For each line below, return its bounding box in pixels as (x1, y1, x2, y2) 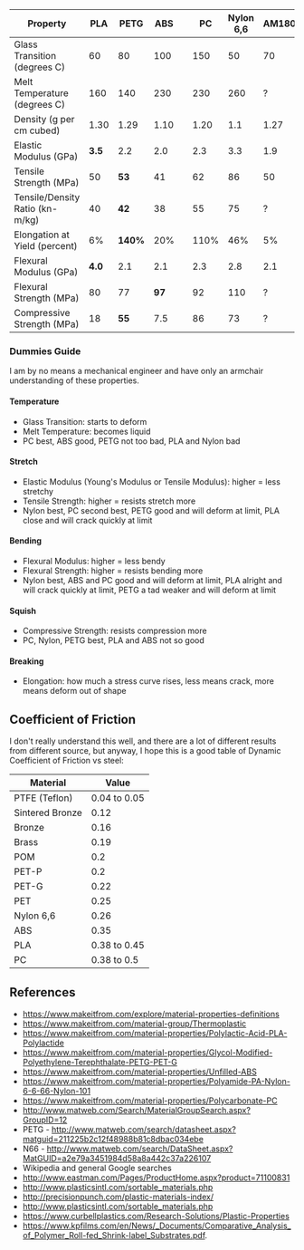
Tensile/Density (14, 191, 81, 203)
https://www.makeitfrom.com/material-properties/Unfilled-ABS (22, 1066, 258, 1077)
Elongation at (14, 228, 71, 241)
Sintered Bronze (14, 806, 83, 819)
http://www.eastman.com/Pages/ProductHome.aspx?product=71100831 (22, 1172, 290, 1183)
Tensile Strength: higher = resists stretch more (22, 495, 196, 506)
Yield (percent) (14, 240, 79, 252)
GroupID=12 (22, 1114, 68, 1125)
